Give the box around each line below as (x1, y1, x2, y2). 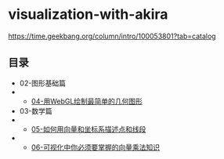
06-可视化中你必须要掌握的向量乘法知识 (31, 143, 161, 152)
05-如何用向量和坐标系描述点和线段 (31, 124, 146, 134)
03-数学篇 (19, 106, 52, 115)
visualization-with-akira (8, 5, 168, 23)
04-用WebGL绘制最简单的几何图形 (31, 96, 143, 106)
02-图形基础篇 (19, 78, 67, 88)
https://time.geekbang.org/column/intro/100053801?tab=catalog (8, 31, 217, 41)
